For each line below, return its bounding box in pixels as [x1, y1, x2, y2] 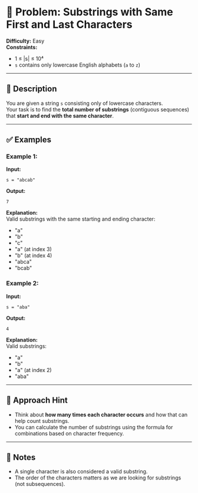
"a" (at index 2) [14, 366, 52, 373]
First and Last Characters [6, 18, 133, 31]
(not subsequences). [14, 481, 65, 488]
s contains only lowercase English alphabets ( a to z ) [14, 61, 140, 68]
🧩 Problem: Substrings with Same [6, 5, 173, 19]
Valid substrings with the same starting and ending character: [6, 215, 156, 223]
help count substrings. [14, 417, 70, 424]
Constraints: [6, 44, 38, 51]
